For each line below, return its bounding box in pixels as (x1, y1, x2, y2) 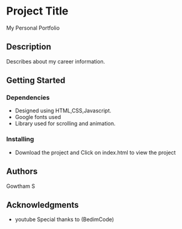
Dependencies (6, 94, 50, 102)
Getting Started (6, 76, 66, 86)
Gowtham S (6, 182, 35, 190)
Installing (6, 135, 34, 143)
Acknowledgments (6, 199, 80, 210)
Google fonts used (14, 114, 61, 121)
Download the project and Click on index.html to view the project (14, 149, 176, 156)
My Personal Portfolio (6, 24, 60, 31)
